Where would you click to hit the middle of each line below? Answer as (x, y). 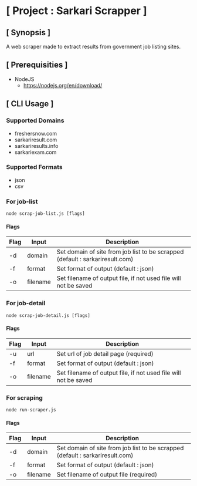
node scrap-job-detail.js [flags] (48, 315)
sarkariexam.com (35, 152)
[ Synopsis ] (28, 33)
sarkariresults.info (36, 146)
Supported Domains (35, 120)
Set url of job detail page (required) (105, 353)
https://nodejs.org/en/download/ (63, 85)
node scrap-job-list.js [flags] (45, 214)
